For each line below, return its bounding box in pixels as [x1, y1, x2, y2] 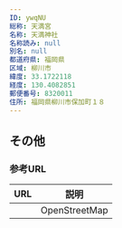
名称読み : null [9, 38, 61, 48]
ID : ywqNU [9, 13, 47, 23]
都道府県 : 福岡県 [9, 55, 65, 64]
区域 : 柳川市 [9, 64, 52, 73]
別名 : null [9, 47, 48, 56]
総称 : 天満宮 [9, 22, 52, 31]
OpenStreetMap [40, 204, 108, 217]
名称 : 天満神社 [9, 30, 59, 39]
